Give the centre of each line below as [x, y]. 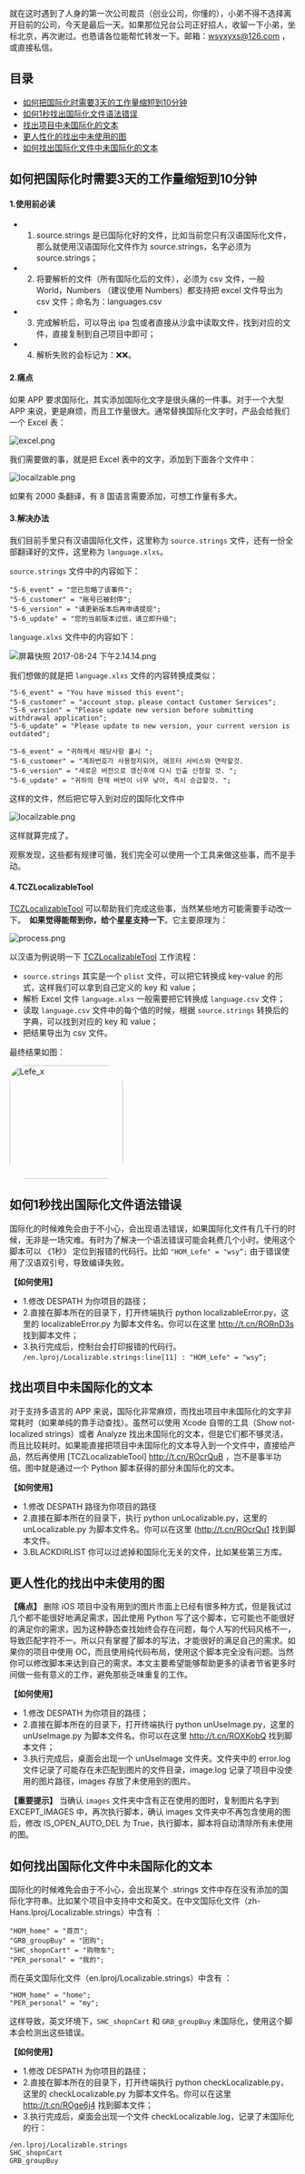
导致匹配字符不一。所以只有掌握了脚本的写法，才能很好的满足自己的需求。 [148, 1640]
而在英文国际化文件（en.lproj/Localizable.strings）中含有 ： [121, 1978]
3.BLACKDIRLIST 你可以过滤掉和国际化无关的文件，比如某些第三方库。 [155, 1551]
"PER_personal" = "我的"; [57, 1960]
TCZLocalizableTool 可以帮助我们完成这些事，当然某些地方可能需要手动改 [147, 909]
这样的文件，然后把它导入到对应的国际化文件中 [97, 798]
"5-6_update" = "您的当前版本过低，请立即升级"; [93, 619]
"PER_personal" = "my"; [54, 2003]
